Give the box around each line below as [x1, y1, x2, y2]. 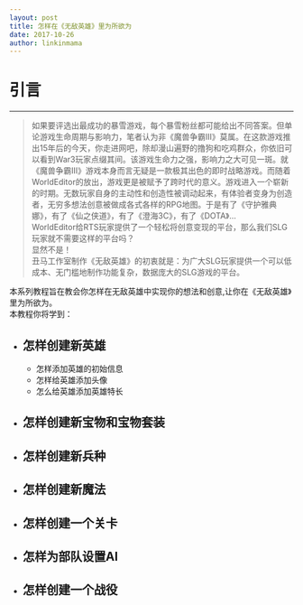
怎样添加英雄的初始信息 [35, 363, 124, 374]
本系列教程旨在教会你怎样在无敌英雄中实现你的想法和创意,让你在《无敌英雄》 [9, 286, 292, 297]
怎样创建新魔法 [22, 482, 106, 498]
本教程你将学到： [9, 309, 73, 320]
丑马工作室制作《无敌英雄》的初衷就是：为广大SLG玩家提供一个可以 [31, 256, 284, 266]
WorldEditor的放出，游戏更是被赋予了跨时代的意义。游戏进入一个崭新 [31, 177, 289, 188]
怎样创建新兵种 [22, 448, 106, 463]
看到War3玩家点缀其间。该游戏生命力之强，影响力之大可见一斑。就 [39, 154, 289, 165]
